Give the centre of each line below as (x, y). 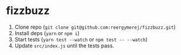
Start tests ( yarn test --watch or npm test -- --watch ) (81, 39)
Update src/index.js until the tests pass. (64, 46)
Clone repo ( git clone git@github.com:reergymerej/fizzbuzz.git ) (95, 27)
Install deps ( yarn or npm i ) (47, 33)
